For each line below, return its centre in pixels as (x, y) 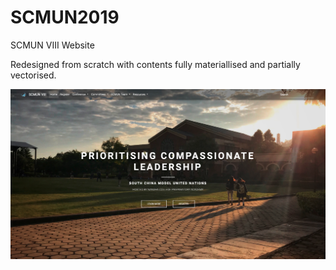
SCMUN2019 (65, 17)
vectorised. (33, 75)
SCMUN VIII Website (52, 45)
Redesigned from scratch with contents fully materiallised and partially (155, 64)
